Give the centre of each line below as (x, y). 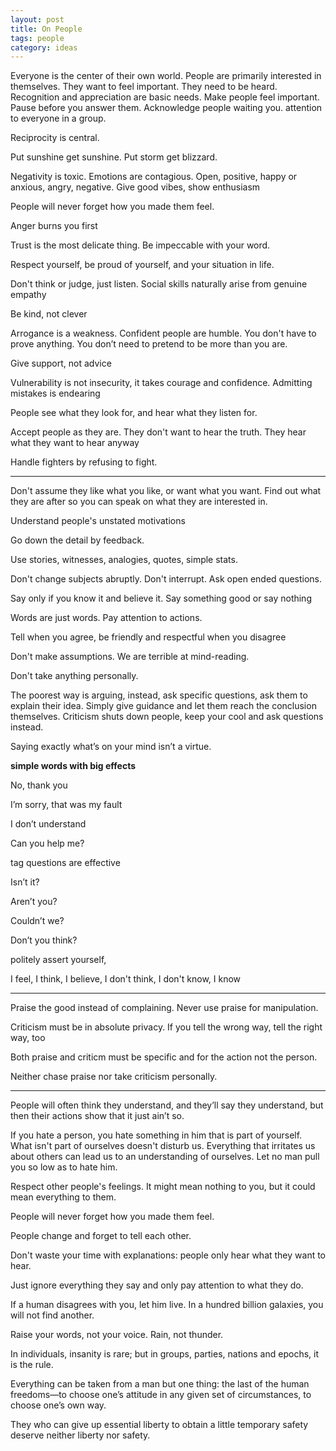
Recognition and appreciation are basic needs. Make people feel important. (165, 97)
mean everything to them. (63, 1197)
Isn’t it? (25, 882)
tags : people (37, 38)
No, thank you (39, 785)
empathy (28, 295)
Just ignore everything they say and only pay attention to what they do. (157, 1285)
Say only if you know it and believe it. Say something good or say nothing (161, 598)
